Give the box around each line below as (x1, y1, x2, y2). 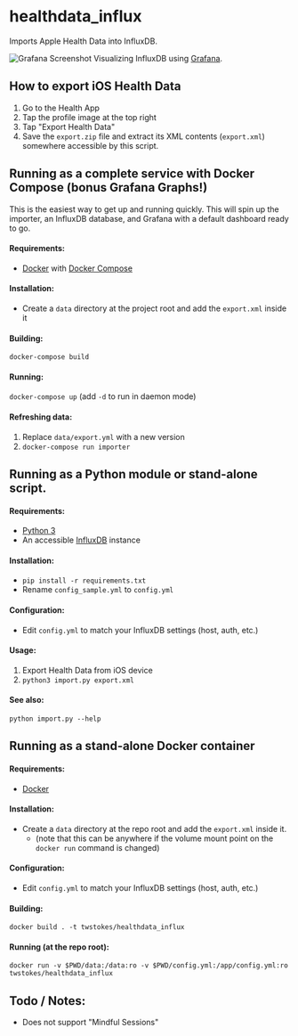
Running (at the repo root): (9, 942, 109, 952)
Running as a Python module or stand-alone (9, 466, 258, 482)
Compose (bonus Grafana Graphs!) (9, 180, 208, 195)
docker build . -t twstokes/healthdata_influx (9, 923, 185, 932)
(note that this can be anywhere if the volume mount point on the (35, 833, 274, 844)
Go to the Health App (21, 102, 101, 113)
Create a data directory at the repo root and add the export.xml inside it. (21, 823, 287, 834)
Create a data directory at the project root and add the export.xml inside (21, 303, 287, 314)
